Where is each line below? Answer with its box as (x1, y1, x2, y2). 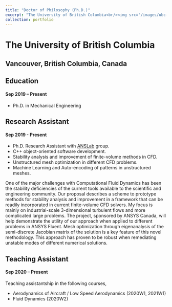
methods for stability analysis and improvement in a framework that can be (5, 196, 163, 203)
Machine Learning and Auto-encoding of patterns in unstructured (12, 165, 151, 171)
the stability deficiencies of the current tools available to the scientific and (5, 185, 161, 192)
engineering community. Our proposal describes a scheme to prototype (5, 191, 157, 197)
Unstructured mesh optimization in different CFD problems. (12, 159, 138, 165)
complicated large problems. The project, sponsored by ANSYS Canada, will (5, 213, 166, 219)
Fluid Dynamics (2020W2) (12, 295, 69, 302)
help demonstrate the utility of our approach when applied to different (5, 218, 153, 224)
